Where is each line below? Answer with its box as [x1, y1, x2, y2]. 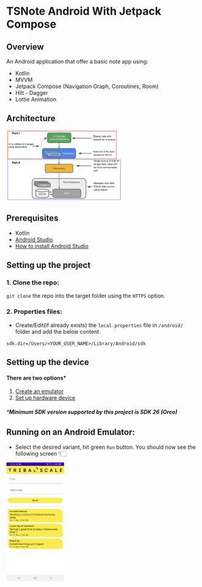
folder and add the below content [15, 328, 99, 335]
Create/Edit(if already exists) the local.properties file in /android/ [15, 321, 184, 328]
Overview [6, 42, 45, 52]
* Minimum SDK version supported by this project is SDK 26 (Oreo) [6, 408, 178, 415]
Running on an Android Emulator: [6, 427, 135, 438]
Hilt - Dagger [15, 89, 48, 96]
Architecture [6, 113, 56, 124]
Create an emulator [15, 388, 64, 395]
